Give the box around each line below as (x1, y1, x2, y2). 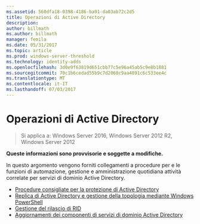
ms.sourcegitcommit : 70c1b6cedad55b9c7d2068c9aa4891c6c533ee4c (6, 70, 167, 76)
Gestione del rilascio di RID (14, 204, 82, 212)
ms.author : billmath (6, 31, 58, 37)
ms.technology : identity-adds (6, 59, 82, 65)
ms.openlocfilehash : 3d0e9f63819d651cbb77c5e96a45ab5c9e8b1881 (6, 64, 167, 70)
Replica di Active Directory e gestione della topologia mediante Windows (14, 192, 194, 199)
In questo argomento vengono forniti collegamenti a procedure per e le (6, 161, 181, 168)
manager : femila (6, 36, 47, 42)
